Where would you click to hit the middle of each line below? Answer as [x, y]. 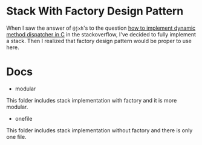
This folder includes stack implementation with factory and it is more [92, 100]
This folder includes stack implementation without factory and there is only [99, 130]
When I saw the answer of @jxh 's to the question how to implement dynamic [101, 28]
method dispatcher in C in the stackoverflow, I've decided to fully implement [101, 34]
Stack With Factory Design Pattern [95, 11]
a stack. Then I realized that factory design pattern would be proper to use [99, 41]
